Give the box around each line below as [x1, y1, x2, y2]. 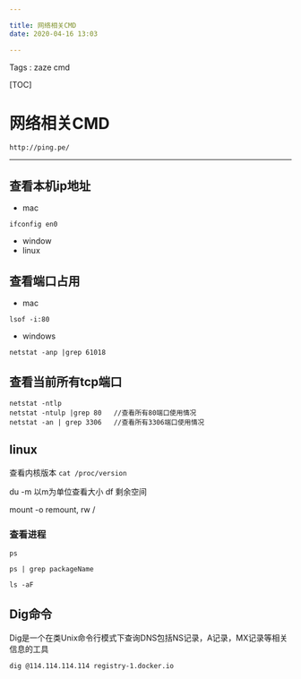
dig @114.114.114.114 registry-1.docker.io [9, 661, 175, 670]
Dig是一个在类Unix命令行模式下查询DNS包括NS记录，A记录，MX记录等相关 [9, 632, 288, 643]
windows [21, 331, 56, 341]
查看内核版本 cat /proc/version [9, 467, 127, 477]
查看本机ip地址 [9, 178, 91, 193]
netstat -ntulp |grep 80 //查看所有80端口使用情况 [9, 408, 197, 417]
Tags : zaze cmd [9, 62, 70, 73]
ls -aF [9, 580, 34, 589]
